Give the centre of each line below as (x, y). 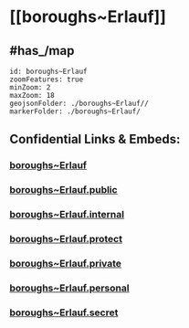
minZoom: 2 (30, 88)
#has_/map (42, 51)
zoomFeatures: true (47, 79)
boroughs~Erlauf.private (65, 264)
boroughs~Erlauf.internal (67, 215)
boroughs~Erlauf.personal (69, 288)
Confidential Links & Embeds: (95, 139)
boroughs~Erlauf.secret (64, 312)
